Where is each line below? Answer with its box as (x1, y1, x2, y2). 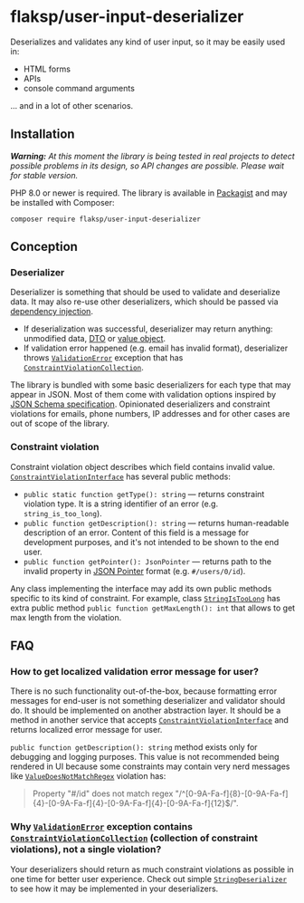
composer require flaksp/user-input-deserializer (10, 215, 202, 224)
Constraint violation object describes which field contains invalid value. (10, 461, 275, 472)
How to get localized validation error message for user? (10, 666, 259, 678)
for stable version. (10, 169, 79, 180)
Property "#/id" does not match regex (32, 788, 174, 799)
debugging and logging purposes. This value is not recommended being (10, 752, 280, 763)
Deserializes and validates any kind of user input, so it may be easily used (10, 36, 286, 47)
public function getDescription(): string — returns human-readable (23, 517, 290, 528)
